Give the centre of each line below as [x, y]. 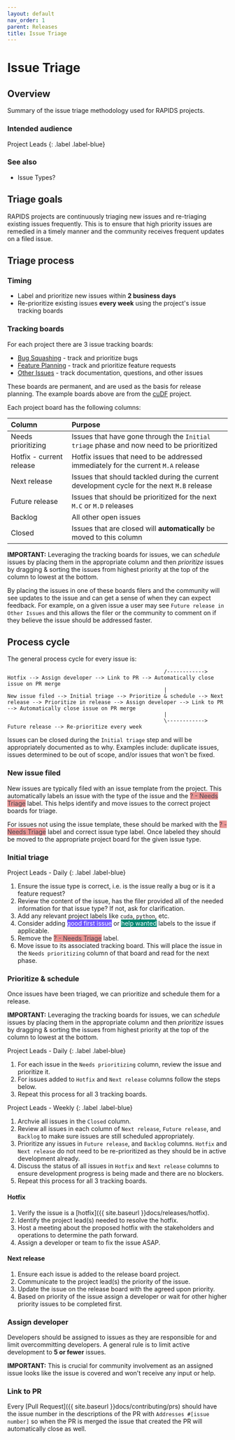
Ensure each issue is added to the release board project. [99, 1274]
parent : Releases [33, 27]
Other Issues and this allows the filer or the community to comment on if [112, 612]
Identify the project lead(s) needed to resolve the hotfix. [98, 1220]
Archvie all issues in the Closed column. [74, 1121]
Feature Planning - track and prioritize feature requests [97, 365]
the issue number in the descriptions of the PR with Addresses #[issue [108, 1414]
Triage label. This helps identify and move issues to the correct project [109, 803]
